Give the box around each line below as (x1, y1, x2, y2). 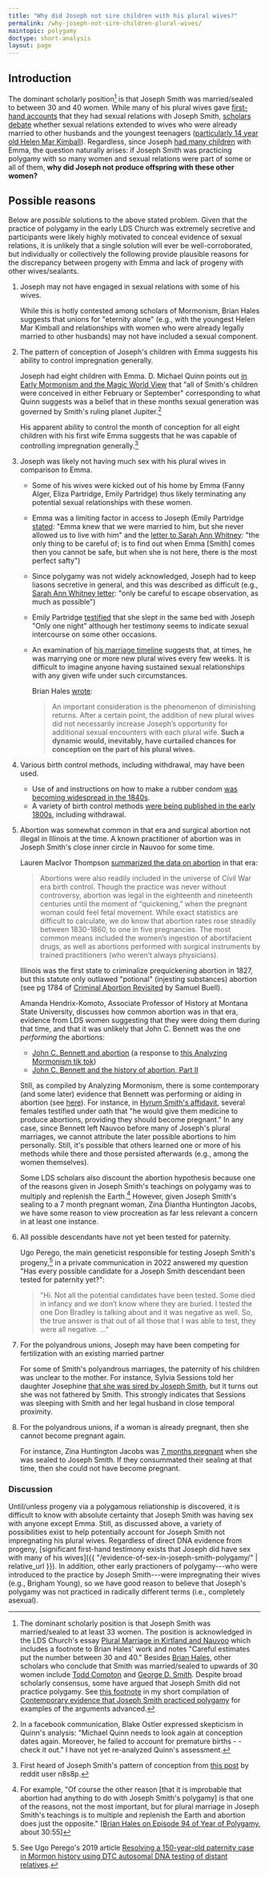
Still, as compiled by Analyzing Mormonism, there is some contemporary (19, 1081, 259, 1090)
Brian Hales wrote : (31, 686, 94, 695)
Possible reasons (8, 193, 96, 207)
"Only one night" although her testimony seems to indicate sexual (31, 621, 249, 630)
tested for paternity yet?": (19, 1275, 106, 1285)
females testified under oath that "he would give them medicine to (19, 1105, 239, 1116)
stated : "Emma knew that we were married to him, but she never (31, 521, 244, 531)
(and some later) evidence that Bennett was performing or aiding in (19, 1089, 242, 1098)
